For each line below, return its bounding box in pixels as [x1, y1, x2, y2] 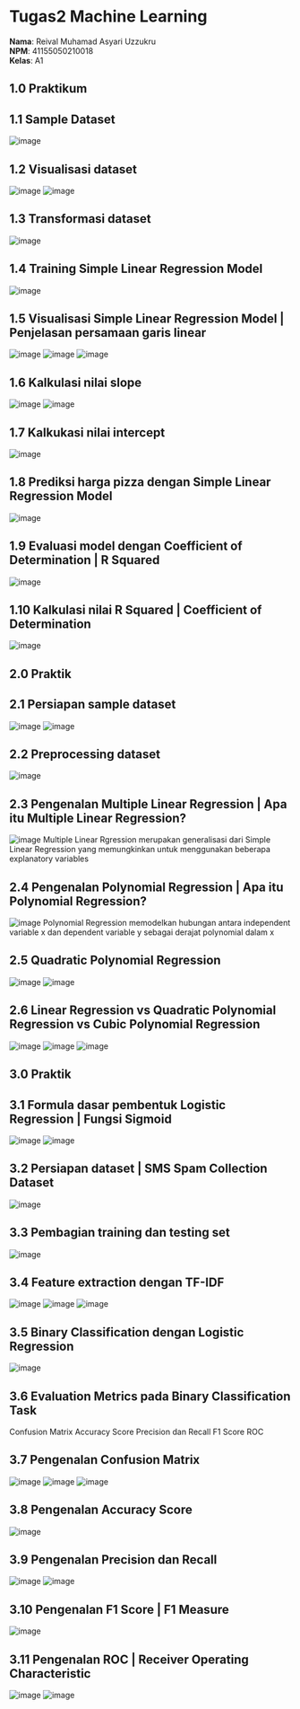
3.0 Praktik [9, 1067, 72, 1082]
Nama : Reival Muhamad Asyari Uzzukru [9, 36, 157, 47]
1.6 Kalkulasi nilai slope [9, 374, 142, 390]
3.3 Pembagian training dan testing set [9, 1225, 230, 1240]
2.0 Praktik [9, 666, 72, 682]
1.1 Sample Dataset [9, 111, 116, 127]
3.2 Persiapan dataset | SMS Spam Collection [9, 1161, 268, 1176]
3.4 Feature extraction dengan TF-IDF [9, 1274, 225, 1290]
